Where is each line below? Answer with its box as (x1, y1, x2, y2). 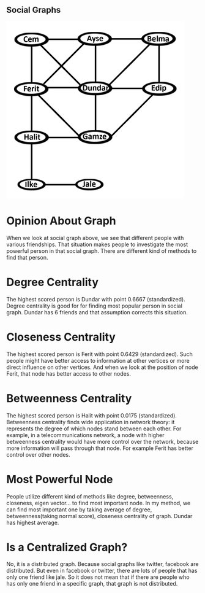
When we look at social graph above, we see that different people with (6, 234, 184, 241)
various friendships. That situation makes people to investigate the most (6, 241, 188, 248)
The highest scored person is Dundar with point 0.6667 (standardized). (6, 295, 185, 303)
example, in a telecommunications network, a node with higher (6, 431, 165, 438)
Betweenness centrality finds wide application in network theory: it (6, 418, 175, 425)
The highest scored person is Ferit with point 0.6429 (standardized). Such (6, 350, 193, 358)
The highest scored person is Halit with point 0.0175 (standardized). (6, 411, 177, 419)
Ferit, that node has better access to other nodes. (6, 370, 132, 377)
